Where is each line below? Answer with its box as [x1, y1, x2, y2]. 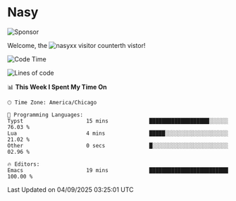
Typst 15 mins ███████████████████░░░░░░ [7, 117, 229, 124]
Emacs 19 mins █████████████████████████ [7, 166, 229, 173]
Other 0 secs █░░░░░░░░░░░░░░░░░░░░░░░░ [7, 142, 229, 149]
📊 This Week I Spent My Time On [7, 83, 107, 91]
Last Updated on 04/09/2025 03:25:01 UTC [7, 185, 134, 194]
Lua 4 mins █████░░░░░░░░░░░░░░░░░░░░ [7, 130, 229, 137]
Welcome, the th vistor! [7, 41, 146, 49]
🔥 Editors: [7, 160, 40, 168]
